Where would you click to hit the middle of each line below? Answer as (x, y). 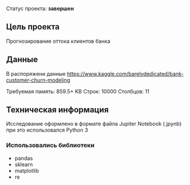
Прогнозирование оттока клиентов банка (58, 41)
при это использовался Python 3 (47, 130)
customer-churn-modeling (38, 80)
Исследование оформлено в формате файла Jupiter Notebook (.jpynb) (94, 124)
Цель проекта (33, 27)
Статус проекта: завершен (40, 9)
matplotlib (27, 170)
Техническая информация (57, 110)
